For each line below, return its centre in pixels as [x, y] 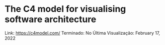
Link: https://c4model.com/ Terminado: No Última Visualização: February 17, [82, 33]
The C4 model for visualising [65, 9]
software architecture [50, 19]
